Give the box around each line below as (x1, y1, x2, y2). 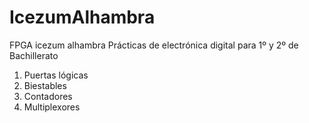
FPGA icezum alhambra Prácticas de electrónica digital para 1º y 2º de (9, 39, 299, 51)
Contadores (23, 90, 73, 102)
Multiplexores (23, 101, 81, 113)
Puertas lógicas (23, 69, 89, 81)
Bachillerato (9, 49, 59, 61)
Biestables (23, 79, 67, 91)
